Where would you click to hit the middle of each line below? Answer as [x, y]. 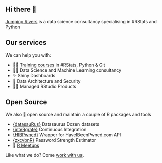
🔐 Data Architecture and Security [47, 81]
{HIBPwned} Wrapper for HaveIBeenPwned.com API [67, 135]
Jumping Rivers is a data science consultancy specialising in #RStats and [81, 21]
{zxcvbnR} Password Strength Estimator [54, 140]
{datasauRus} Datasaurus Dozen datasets [56, 124]
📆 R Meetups [26, 146]
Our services [26, 43]
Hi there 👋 [21, 9]
